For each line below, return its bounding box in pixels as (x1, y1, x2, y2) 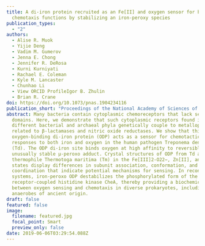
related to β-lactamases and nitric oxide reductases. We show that (12, 128, 190, 134)
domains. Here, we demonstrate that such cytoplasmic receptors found (12, 117, 195, 123)
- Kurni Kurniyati (12, 65, 59, 72)
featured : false (6, 202, 48, 208)
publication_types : (6, 20, 56, 26)
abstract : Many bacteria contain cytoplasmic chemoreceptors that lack (6, 111, 192, 117)
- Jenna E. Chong (12, 54, 56, 60)
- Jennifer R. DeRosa (12, 60, 67, 66)
